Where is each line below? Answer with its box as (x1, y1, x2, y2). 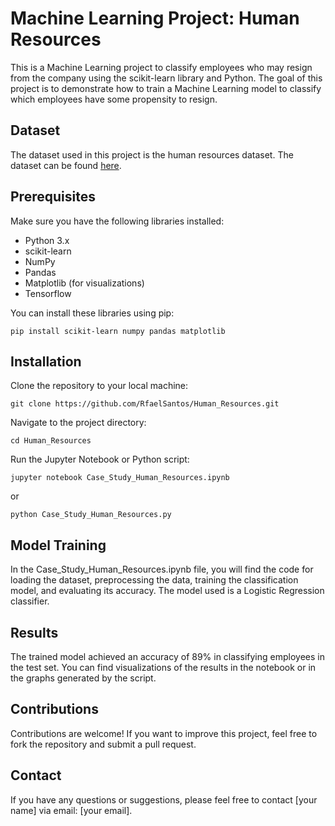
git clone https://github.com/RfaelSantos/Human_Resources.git (10, 399, 280, 409)
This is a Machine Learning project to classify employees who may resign (10, 61, 313, 73)
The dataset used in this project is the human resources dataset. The (10, 148, 294, 161)
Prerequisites (10, 188, 96, 206)
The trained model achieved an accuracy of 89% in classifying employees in (10, 651, 325, 662)
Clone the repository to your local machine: (10, 380, 189, 392)
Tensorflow (24, 287, 72, 299)
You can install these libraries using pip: (10, 307, 175, 319)
